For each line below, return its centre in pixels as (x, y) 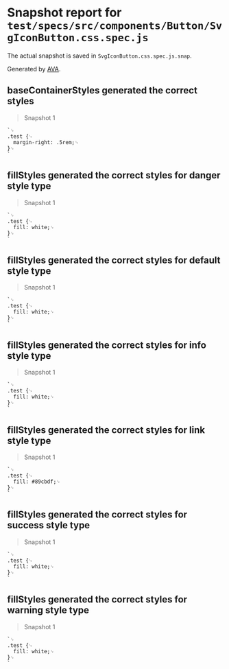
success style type (49, 525)
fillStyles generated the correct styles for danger (114, 175)
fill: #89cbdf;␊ (37, 482)
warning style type (48, 610)
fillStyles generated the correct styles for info (107, 345)
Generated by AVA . (34, 69)
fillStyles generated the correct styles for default (114, 260)
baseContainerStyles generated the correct (102, 91)
